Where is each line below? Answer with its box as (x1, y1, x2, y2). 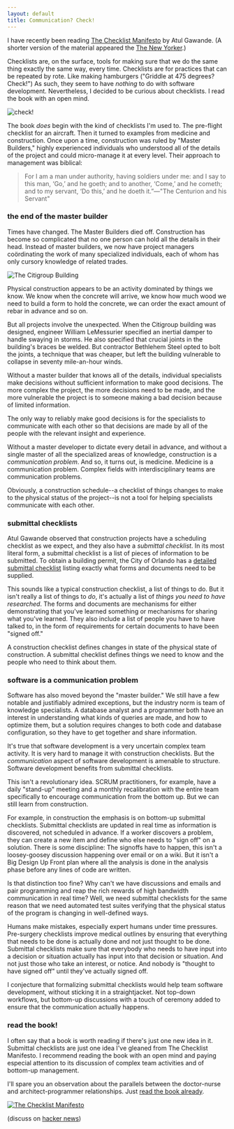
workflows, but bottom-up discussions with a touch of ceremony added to (7, 995, 221, 1004)
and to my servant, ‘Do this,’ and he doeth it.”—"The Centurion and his (24, 187, 227, 195)
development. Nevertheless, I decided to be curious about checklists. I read (7, 87, 225, 95)
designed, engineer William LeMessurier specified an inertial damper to (7, 327, 213, 336)
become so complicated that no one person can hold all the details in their (7, 235, 221, 243)
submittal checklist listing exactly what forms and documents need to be (7, 564, 216, 572)
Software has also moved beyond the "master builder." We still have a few (7, 691, 220, 700)
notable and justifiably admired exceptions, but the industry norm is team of (7, 699, 226, 707)
